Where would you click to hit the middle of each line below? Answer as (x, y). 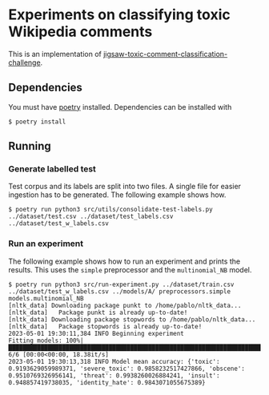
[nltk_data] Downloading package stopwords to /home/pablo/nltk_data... (132, 319)
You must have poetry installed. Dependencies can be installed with (120, 107)
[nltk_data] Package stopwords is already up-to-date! (105, 326)
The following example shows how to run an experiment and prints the (124, 261)
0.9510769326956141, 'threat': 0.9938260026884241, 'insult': (114, 375)
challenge (25, 62)
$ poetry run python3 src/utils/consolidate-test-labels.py (111, 210)
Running (30, 146)
